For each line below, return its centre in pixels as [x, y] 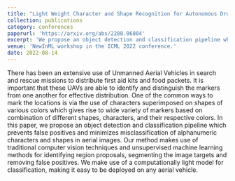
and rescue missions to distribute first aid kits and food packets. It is [106, 80]
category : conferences [40, 27]
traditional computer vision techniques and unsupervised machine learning [115, 147]
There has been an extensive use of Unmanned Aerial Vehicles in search [112, 73]
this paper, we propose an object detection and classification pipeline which [117, 125]
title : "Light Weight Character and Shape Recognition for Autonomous [112, 14]
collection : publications [45, 20]
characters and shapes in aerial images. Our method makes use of [103, 140]
